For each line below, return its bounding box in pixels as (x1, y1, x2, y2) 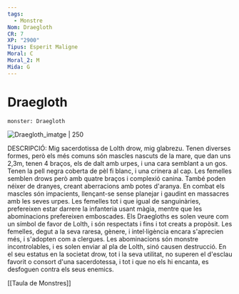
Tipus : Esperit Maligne (7, 43, 78, 51)
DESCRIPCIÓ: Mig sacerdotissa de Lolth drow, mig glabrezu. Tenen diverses (7, 144, 231, 152)
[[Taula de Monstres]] (7, 278, 71, 287)
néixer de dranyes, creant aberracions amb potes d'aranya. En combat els (7, 182, 225, 190)
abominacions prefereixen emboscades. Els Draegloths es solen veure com (7, 211, 229, 221)
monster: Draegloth (7, 117, 66, 125)
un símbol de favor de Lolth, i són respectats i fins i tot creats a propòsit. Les (7, 219, 233, 228)
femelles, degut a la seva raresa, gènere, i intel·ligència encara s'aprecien (7, 227, 224, 236)
